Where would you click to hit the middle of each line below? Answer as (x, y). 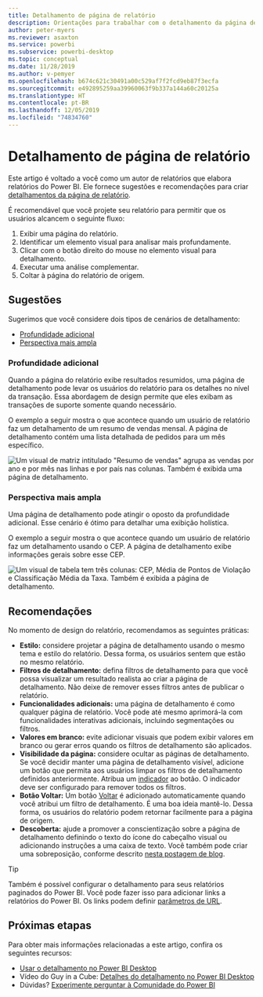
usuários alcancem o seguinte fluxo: (67, 218)
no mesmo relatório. (52, 662)
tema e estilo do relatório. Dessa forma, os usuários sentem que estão (132, 654)
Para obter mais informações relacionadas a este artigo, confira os (115, 944)
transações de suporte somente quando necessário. (92, 404)
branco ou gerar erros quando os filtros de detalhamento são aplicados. (135, 746)
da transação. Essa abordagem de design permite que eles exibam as (121, 396)
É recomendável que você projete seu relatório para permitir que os (117, 210)
